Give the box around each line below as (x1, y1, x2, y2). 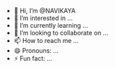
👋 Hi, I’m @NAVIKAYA (13, 7, 76, 15)
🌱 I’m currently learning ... (13, 22, 89, 29)
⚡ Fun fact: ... (13, 54, 52, 62)
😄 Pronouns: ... (13, 46, 59, 55)
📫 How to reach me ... (13, 37, 79, 44)
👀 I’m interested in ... (13, 14, 73, 22)
